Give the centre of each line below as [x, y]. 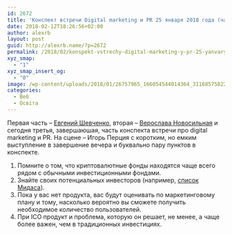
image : [17, 84]
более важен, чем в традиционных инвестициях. [89, 224]
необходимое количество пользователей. [79, 209]
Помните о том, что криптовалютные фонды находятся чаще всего [116, 165]
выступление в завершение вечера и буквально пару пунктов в [101, 145]
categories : [24, 90]
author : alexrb [29, 33]
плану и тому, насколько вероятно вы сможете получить [101, 202]
